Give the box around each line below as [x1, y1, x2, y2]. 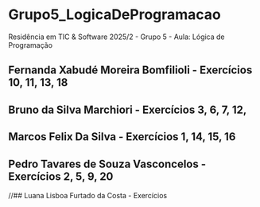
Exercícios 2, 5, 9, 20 [8, 170, 114, 183]
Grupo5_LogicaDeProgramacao [8, 6, 221, 24]
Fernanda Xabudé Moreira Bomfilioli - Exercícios [8, 64, 253, 77]
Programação [8, 40, 53, 49]
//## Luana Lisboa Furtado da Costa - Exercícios [8, 190, 168, 200]
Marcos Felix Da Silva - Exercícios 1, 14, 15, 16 [8, 130, 236, 144]
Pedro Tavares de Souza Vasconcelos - [8, 157, 207, 170]
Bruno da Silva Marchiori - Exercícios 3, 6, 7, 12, [8, 103, 247, 116]
